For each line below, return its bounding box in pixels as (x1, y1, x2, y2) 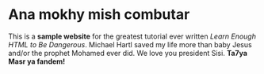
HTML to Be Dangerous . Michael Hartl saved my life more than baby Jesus (8, 39, 252, 49)
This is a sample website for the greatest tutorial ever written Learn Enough (8, 31, 256, 41)
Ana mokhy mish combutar (8, 6, 190, 24)
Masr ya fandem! (8, 57, 66, 66)
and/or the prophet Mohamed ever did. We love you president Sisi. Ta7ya (8, 48, 248, 57)
